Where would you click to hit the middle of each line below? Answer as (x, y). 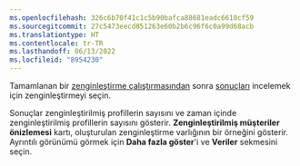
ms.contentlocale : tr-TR (56, 43)
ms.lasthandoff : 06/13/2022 (63, 52)
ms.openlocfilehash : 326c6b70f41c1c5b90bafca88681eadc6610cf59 (132, 18)
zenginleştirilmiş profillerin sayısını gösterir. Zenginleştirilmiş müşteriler (145, 122)
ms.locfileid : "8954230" (56, 60)
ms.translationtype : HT (55, 34)
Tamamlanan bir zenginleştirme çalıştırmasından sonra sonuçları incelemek (150, 86)
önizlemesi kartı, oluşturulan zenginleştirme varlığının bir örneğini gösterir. (149, 132)
